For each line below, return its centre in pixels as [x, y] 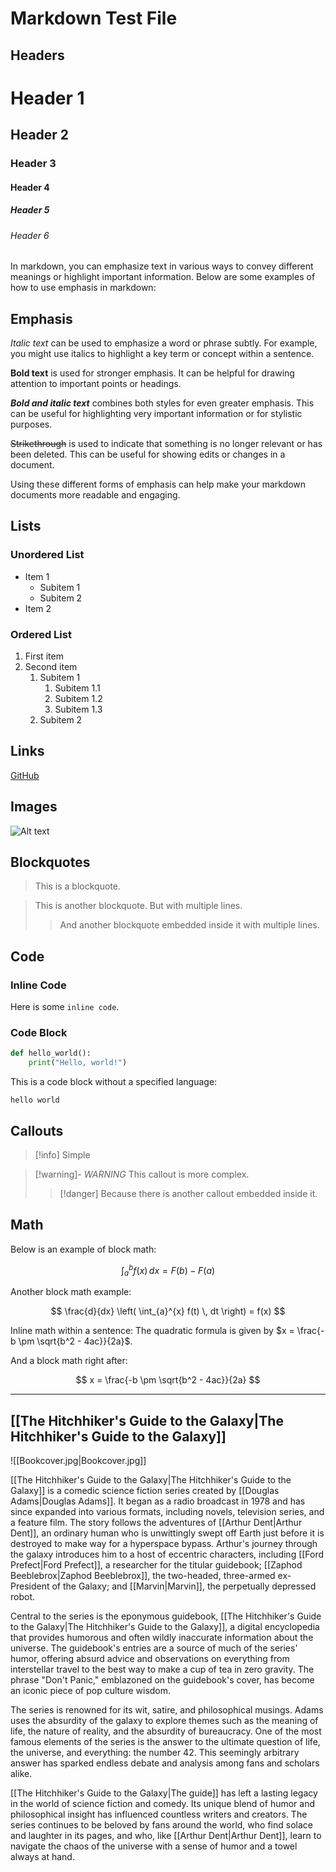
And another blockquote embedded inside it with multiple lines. [189, 925]
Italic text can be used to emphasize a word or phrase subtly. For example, [164, 343]
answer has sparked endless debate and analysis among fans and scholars [165, 1763]
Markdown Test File [94, 18]
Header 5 [30, 210]
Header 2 [40, 135]
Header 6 [30, 235]
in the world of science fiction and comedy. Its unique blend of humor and [163, 1804]
